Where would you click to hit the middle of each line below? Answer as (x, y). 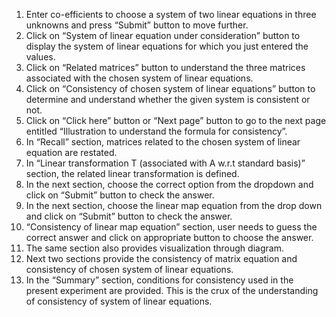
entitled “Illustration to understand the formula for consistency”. (156, 131)
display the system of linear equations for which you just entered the (167, 46)
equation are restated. (71, 152)
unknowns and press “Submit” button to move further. (137, 25)
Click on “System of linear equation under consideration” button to (163, 35)
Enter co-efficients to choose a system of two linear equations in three (171, 14)
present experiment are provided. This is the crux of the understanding (172, 290)
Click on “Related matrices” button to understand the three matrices (165, 67)
